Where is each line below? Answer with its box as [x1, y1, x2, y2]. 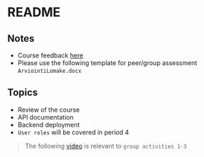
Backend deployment [17, 120, 80, 129]
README [7, 4, 61, 21]
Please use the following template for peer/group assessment [17, 59, 198, 67]
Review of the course [17, 105, 80, 114]
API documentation [17, 112, 74, 121]
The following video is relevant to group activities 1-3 [24, 141, 187, 150]
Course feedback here [17, 51, 84, 59]
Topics [7, 86, 38, 99]
